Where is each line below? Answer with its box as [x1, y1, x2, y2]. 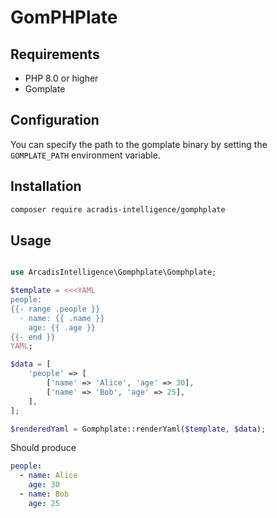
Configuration [10, 112, 100, 129]
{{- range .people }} [10, 304, 101, 314]
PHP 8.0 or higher [24, 72, 99, 84]
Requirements [10, 46, 100, 63]
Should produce [10, 442, 77, 454]
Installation [10, 178, 82, 195]
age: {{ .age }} [28, 322, 97, 333]
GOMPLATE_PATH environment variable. [10, 149, 161, 161]
